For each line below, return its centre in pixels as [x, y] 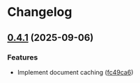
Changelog [40, 12]
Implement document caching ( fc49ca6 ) [75, 72]
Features [23, 57]
